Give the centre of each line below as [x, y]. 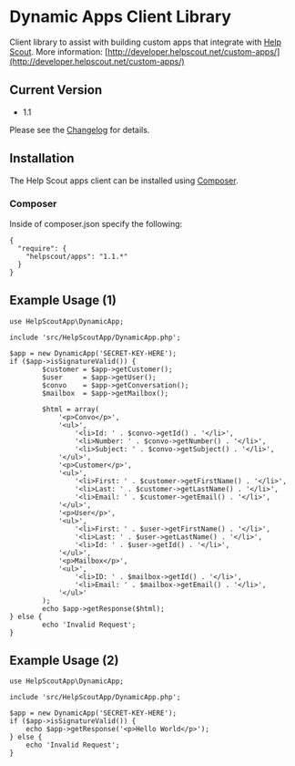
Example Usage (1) [63, 300]
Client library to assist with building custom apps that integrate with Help [146, 42]
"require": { [42, 248]
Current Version [56, 90]
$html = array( [71, 409]
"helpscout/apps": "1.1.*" [77, 256]
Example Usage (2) [64, 661]
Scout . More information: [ [59, 51]
